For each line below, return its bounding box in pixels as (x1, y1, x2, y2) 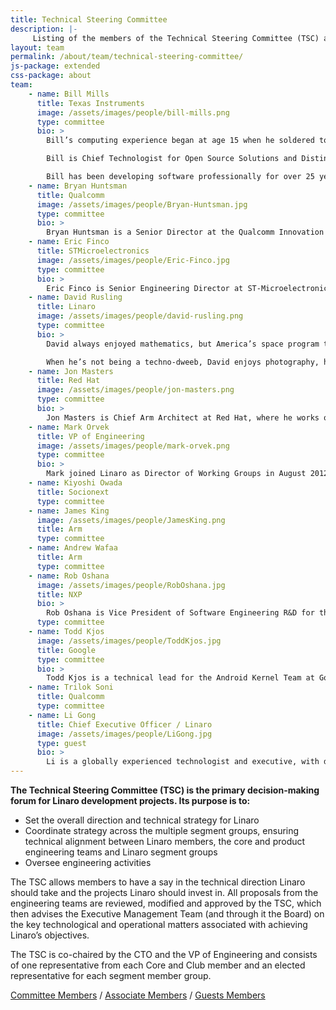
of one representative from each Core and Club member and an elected (10, 959, 306, 971)
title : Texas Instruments (36, 98, 145, 108)
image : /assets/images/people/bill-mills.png (36, 107, 230, 118)
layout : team (10, 42, 65, 53)
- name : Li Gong (28, 710, 97, 720)
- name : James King (28, 506, 110, 516)
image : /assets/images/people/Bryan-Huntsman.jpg (36, 199, 248, 210)
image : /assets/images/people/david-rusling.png (36, 311, 244, 321)
